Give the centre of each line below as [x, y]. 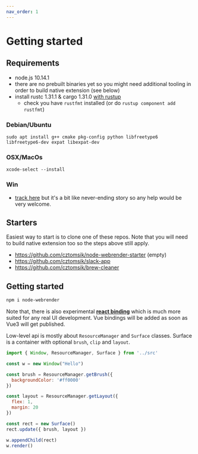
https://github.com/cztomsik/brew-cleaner [67, 268]
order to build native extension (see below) [67, 90]
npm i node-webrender [33, 300]
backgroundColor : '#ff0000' [46, 380]
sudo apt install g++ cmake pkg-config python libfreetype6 [82, 137]
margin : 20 [25, 407]
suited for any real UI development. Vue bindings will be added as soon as [97, 318]
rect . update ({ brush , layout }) [46, 429]
